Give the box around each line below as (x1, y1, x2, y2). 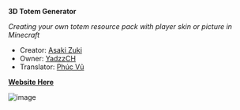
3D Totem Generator (8, 7, 77, 16)
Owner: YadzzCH (19, 54, 77, 63)
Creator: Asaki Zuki (19, 46, 83, 54)
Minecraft (8, 31, 40, 39)
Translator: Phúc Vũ (19, 62, 84, 71)
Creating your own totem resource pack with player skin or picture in (8, 22, 233, 31)
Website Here (8, 78, 54, 86)
